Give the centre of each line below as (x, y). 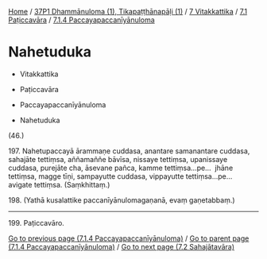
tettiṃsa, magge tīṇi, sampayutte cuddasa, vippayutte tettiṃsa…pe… (120, 176)
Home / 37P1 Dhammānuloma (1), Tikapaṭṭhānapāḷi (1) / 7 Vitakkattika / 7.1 (128, 12)
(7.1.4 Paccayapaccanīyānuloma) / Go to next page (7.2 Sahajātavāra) (122, 246)
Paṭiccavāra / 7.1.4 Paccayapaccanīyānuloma (81, 20)
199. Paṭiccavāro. (37, 222)
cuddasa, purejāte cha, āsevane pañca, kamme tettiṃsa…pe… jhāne (121, 168)
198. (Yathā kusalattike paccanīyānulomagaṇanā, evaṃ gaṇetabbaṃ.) (122, 200)
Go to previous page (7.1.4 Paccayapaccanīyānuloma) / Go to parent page (129, 238)
